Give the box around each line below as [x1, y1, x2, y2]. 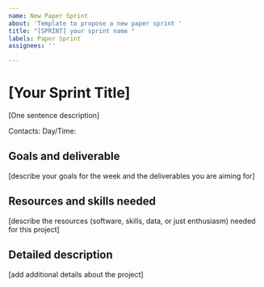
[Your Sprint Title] [8, 84, 131, 102]
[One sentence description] [8, 111, 100, 120]
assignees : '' [8, 42, 57, 50]
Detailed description [8, 248, 113, 262]
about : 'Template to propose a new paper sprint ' [8, 19, 182, 27]
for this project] [8, 224, 61, 234]
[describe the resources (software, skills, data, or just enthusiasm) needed [8, 216, 256, 226]
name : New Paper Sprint [8, 11, 89, 20]
